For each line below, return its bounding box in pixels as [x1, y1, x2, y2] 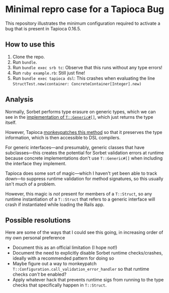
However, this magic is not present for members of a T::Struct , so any [5, 190, 152, 197]
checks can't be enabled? [12, 271, 67, 277]
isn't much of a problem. [5, 181, 57, 187]
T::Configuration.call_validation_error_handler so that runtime [12, 266, 150, 272]
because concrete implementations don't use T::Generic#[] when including [5, 155, 163, 161]
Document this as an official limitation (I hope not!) [12, 245, 118, 251]
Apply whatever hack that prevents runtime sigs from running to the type [12, 277, 164, 283]
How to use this [5, 40, 55, 49]
